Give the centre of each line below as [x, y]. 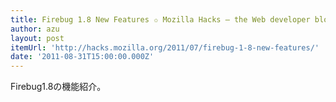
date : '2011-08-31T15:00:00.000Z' [82, 57]
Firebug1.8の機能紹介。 [58, 87]
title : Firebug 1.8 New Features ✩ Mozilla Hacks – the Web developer [160, 19]
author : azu [35, 29]
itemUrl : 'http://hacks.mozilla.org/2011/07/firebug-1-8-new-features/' [165, 47]
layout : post [37, 38]
